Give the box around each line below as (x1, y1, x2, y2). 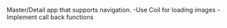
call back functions (39, 13, 94, 21)
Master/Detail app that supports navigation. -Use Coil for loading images (6, 6, 216, 14)
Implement (6, 13, 38, 21)
